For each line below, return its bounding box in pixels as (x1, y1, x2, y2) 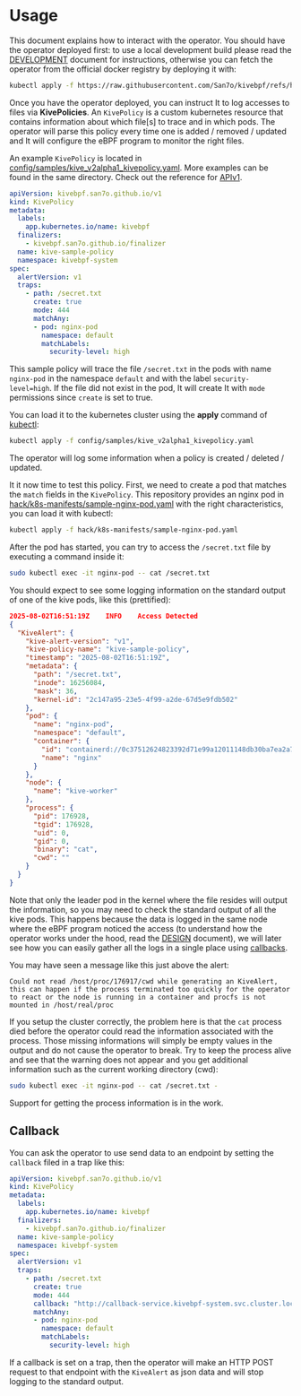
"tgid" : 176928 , (32, 819, 94, 829)
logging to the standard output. (9, 1375, 124, 1386)
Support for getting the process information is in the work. (9, 1097, 224, 1108)
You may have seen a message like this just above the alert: (9, 959, 229, 970)
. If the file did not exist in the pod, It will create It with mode (48, 383, 266, 394)
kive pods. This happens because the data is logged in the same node (9, 914, 269, 924)
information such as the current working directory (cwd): (9, 1063, 219, 1074)
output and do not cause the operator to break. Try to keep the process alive (9, 1045, 292, 1055)
